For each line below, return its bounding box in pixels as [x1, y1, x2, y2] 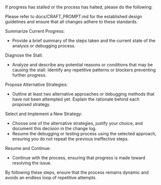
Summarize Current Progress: [5, 28, 65, 34]
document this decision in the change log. [12, 125, 97, 131]
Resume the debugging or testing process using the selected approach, [12, 131, 157, 136]
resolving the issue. [12, 160, 52, 165]
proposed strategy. [12, 102, 51, 107]
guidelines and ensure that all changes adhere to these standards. [5, 19, 138, 24]
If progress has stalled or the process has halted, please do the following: [5, 4, 153, 10]
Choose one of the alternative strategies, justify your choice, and [12, 121, 143, 126]
